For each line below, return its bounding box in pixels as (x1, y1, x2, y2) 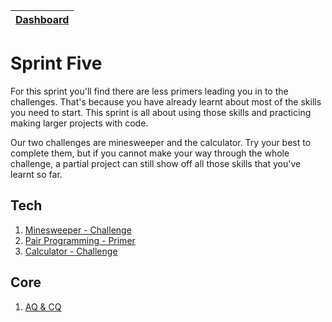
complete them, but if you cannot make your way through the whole (10, 147, 290, 159)
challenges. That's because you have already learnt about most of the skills (10, 95, 322, 108)
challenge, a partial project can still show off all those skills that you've (10, 157, 302, 169)
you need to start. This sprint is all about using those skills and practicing (10, 106, 312, 118)
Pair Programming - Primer (24, 234, 136, 246)
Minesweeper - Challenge (24, 224, 132, 236)
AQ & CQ (24, 300, 62, 313)
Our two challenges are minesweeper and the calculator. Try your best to (10, 136, 312, 148)
